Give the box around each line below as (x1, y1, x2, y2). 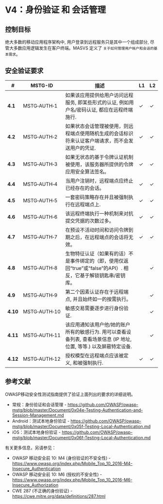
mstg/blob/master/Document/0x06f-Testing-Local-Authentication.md (12, 435, 151, 440)
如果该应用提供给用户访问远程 (65, 92, 133, 99)
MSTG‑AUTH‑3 (23, 161, 58, 168)
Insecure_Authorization (12, 482, 59, 488)
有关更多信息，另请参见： (5, 445, 56, 451)
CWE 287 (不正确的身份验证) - (12, 487, 73, 493)
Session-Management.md (12, 412, 64, 418)
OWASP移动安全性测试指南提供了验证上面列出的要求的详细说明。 (5, 391, 136, 397)
